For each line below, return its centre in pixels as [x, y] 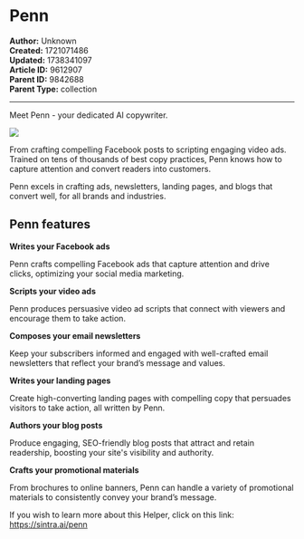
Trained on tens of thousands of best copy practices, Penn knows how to [146, 159]
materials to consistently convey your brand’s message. [113, 497]
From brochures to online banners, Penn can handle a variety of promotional [152, 487]
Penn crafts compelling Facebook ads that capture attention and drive [139, 264]
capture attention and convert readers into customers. [110, 168]
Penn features [50, 224]
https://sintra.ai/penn [48, 524]
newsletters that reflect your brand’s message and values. [118, 362]
